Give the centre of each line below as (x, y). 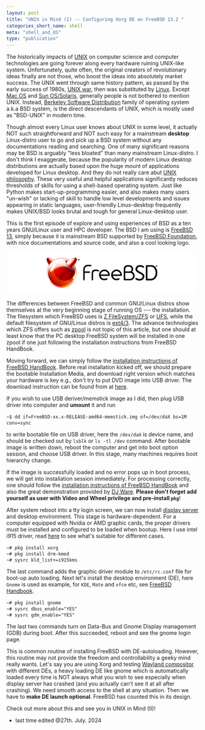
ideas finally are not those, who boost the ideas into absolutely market (95, 76)
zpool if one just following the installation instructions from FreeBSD (92, 343)
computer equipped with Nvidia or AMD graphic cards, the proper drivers (99, 523)
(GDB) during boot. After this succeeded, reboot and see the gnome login (99, 633)
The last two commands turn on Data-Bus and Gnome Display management (101, 627)
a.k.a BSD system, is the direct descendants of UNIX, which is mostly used (100, 109)
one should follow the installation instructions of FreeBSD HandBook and (98, 485)
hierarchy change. (29, 461)
